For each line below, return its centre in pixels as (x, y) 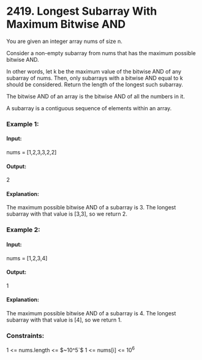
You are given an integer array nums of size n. (64, 41)
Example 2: (23, 230)
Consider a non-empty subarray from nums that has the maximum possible (101, 53)
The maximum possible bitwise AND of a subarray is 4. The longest (91, 313)
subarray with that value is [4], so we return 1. (64, 320)
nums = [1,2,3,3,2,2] (32, 152)
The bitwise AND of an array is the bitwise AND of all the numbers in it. (96, 96)
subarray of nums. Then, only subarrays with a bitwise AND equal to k (95, 78)
